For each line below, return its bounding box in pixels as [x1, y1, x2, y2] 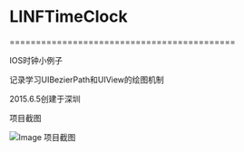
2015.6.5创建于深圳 [9, 93, 82, 104]
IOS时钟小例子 [9, 54, 63, 65]
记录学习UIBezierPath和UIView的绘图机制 [9, 74, 165, 85]
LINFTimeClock [9, 6, 129, 27]
